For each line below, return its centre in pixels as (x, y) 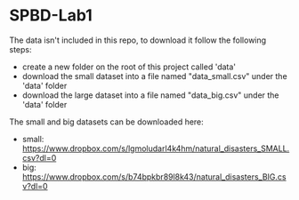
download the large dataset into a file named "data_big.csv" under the (150, 95)
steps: (20, 49)
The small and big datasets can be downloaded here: (107, 122)
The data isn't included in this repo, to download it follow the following (138, 40)
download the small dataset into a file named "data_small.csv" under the (154, 76)
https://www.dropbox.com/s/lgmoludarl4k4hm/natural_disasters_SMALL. (156, 148)
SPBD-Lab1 (51, 16)
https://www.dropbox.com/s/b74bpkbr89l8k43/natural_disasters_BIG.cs (154, 176)
